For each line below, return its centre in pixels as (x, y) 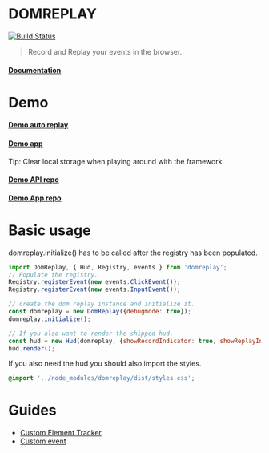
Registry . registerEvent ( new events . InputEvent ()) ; (94, 289)
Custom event (43, 441)
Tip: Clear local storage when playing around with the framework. (116, 161)
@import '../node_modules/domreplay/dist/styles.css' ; (102, 378)
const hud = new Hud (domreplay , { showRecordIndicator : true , (112, 341)
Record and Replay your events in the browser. (105, 51)
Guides (33, 411)
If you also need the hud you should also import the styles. (105, 364)
